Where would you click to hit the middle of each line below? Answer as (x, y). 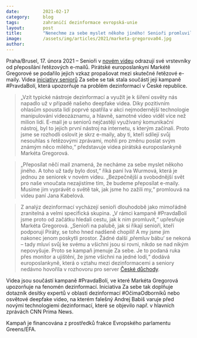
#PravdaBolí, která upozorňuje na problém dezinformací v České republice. (97, 86)
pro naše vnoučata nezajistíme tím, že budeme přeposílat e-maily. (100, 183)
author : (16, 45)
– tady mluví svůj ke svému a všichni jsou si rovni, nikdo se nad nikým (104, 244)
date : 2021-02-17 (38, 11)
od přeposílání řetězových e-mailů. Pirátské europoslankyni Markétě (88, 67)
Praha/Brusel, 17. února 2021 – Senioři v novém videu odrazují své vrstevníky (98, 61)
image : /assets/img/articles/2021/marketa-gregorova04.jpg (89, 39)
